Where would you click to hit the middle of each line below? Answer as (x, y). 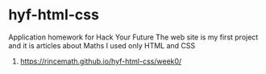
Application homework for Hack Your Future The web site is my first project (133, 37)
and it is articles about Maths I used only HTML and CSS (102, 45)
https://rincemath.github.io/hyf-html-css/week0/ (101, 61)
